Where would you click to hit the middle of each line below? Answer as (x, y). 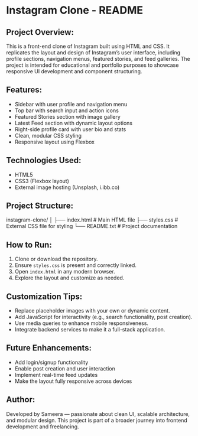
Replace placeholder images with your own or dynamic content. (92, 311)
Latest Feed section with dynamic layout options (74, 123)
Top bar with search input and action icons (67, 110)
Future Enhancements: (49, 348)
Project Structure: (40, 206)
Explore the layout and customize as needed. (69, 278)
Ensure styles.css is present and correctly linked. (76, 265)
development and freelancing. (43, 427)
